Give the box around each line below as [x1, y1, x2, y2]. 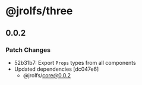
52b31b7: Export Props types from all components [14, 59, 136, 66]
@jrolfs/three [5, 4, 73, 18]
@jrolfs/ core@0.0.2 [23, 71, 71, 78]
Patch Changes [5, 46, 51, 54]
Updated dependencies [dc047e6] [14, 65, 99, 73]
